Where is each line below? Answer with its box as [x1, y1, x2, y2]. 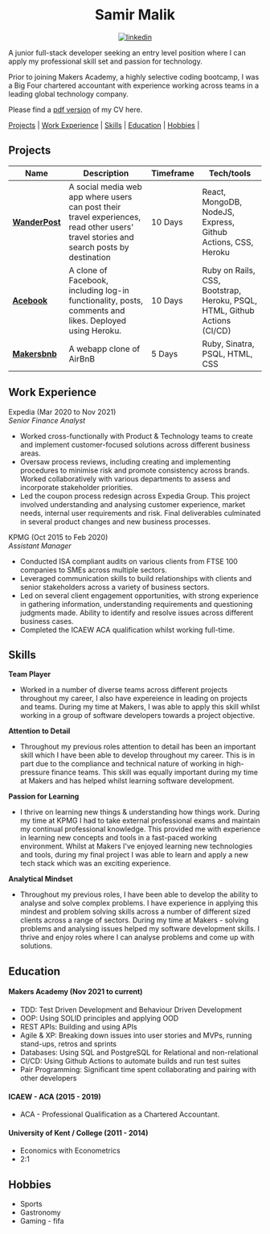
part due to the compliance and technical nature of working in [19, 759, 225, 769]
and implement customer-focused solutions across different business [19, 440, 251, 449]
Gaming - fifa [19, 1216, 64, 1226]
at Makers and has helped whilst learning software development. [19, 776, 235, 786]
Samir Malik [95, 6, 175, 24]
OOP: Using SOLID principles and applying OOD [19, 1013, 179, 1023]
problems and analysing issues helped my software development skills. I [19, 924, 260, 934]
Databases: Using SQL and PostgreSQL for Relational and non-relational [19, 1047, 259, 1057]
